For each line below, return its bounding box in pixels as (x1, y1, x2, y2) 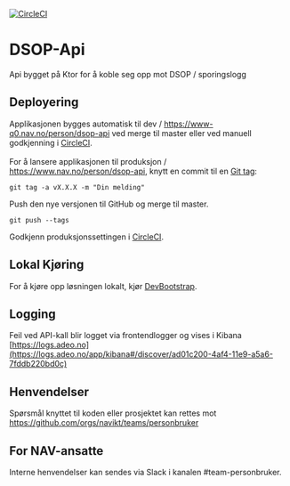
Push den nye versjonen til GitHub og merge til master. (9, 198, 209, 209)
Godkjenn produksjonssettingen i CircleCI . (9, 231, 165, 242)
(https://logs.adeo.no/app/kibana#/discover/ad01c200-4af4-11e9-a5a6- (9, 349, 274, 360)
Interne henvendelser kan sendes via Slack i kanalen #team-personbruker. (9, 467, 282, 477)
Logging (9, 306, 56, 321)
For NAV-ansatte (9, 443, 104, 458)
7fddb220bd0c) (9, 359, 68, 369)
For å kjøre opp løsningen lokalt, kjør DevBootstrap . (9, 280, 197, 291)
